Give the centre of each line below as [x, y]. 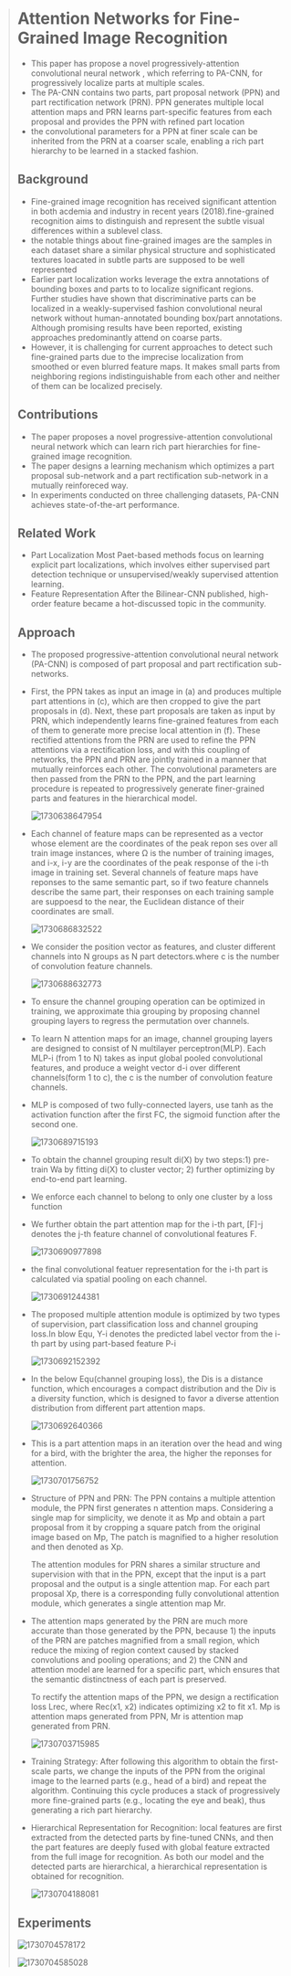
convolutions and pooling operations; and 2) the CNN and [139, 1660]
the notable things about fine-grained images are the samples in [151, 240]
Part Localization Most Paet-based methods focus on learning [147, 555]
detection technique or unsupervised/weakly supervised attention [155, 575]
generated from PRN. [71, 1727]
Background [52, 180]
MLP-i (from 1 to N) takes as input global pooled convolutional [147, 1058]
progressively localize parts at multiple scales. [118, 82]
